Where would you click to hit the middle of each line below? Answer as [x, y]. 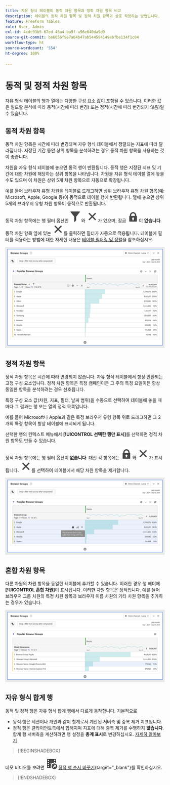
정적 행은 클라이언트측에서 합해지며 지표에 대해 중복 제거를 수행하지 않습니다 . [88, 728]
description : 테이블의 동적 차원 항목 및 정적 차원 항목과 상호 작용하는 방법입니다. [83, 16]
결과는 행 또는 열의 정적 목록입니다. [54, 406]
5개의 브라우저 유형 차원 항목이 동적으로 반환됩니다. [56, 204]
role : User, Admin [25, 27]
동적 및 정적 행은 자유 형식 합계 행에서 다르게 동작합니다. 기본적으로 [71, 711]
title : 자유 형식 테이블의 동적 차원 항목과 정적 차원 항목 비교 [63, 11]
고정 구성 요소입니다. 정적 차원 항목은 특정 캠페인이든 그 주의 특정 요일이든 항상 [83, 383]
